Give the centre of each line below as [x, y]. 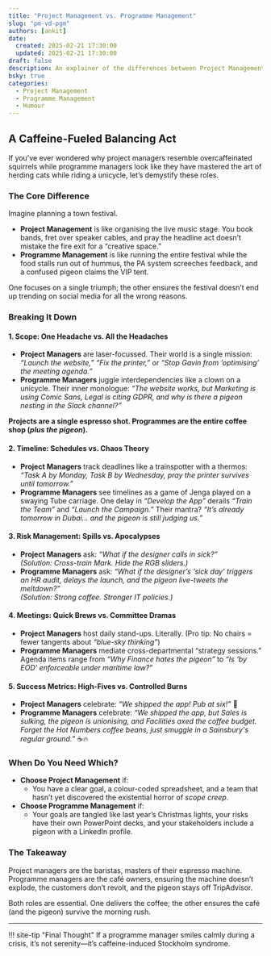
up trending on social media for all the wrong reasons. [98, 296]
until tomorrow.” [47, 483]
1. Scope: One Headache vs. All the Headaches [88, 336]
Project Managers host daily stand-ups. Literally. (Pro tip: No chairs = [136, 633]
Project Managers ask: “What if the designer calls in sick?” [119, 554]
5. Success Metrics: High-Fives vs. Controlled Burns [98, 686]
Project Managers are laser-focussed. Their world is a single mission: [136, 354]
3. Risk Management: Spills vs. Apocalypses [84, 536]
